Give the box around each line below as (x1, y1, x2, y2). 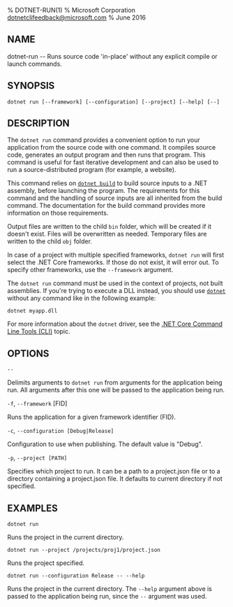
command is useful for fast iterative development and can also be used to (7, 158, 219, 166)
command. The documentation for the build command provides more (7, 201, 206, 210)
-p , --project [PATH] (7, 454, 68, 462)
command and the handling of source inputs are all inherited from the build (7, 194, 223, 202)
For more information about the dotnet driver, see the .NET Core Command (7, 320, 223, 328)
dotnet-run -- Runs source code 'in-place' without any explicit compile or (7, 52, 218, 60)
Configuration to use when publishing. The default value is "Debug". (7, 440, 203, 448)
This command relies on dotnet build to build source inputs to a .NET (7, 179, 208, 187)
